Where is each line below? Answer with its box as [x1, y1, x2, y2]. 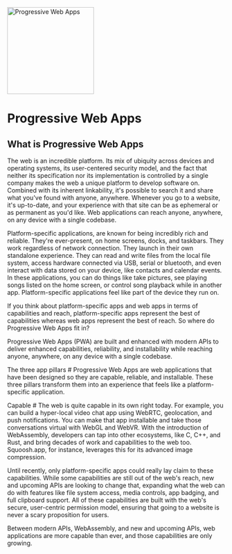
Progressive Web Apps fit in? [7, 324, 90, 332]
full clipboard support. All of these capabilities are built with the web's [7, 496, 206, 504]
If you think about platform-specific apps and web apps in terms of [7, 302, 199, 310]
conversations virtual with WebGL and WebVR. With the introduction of [7, 423, 209, 432]
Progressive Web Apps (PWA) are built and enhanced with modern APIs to [7, 337, 220, 345]
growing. [7, 539, 33, 547]
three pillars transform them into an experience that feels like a [7, 380, 186, 389]
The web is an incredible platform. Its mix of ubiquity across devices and [7, 156, 215, 165]
